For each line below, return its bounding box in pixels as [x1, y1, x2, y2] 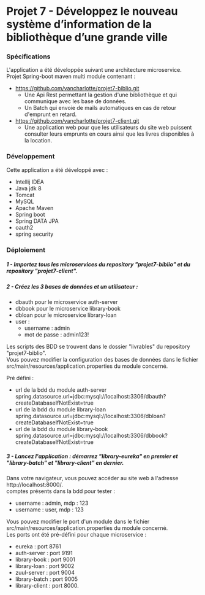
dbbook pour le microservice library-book [15, 305, 121, 313]
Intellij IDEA [15, 178, 44, 185]
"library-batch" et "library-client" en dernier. [6, 459, 124, 466]
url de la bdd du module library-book [15, 426, 108, 433]
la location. [24, 137, 53, 144]
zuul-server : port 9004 [15, 569, 75, 577]
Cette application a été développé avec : [6, 166, 108, 173]
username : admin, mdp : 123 [15, 499, 89, 507]
